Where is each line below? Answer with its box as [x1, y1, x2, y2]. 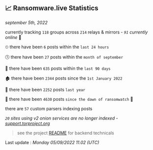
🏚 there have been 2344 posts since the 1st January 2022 [5, 75, 123, 81]
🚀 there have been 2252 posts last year [5, 87, 86, 92]
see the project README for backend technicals [17, 130, 114, 136]
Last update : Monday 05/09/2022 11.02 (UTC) [5, 139, 100, 145]
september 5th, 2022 [5, 19, 48, 26]
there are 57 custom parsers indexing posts [5, 105, 93, 112]
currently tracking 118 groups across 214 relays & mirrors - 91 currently [5, 29, 148, 35]
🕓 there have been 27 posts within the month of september [5, 54, 124, 60]
